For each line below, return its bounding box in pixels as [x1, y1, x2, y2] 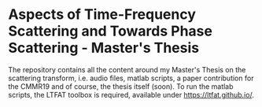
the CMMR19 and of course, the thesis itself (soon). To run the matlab [8, 81, 234, 91]
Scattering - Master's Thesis [8, 39, 199, 57]
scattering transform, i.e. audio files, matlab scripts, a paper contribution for [8, 73, 254, 83]
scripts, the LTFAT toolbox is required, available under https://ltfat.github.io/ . [8, 90, 254, 99]
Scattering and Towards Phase [8, 22, 212, 40]
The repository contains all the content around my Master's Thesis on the [8, 65, 246, 74]
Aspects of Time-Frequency [8, 6, 197, 24]
